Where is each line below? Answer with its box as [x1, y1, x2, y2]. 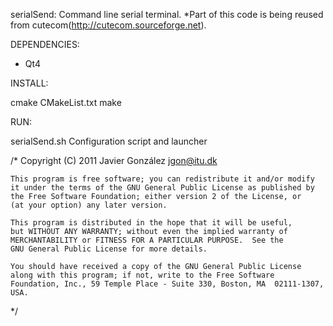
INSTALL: [10, 77, 49, 89]
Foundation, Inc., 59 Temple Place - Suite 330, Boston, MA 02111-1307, [10, 279, 325, 289]
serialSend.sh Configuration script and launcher [10, 135, 208, 147]
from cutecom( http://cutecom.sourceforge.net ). [10, 19, 207, 31]
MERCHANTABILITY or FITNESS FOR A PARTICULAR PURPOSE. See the [10, 235, 284, 245]
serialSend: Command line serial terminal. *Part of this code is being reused [10, 9, 324, 20]
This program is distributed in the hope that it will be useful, [10, 218, 293, 228]
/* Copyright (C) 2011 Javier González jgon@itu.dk [10, 155, 218, 166]
